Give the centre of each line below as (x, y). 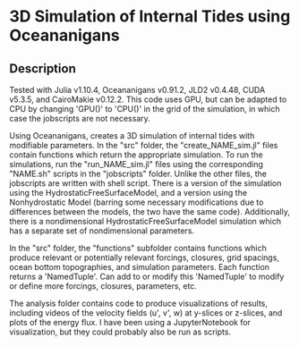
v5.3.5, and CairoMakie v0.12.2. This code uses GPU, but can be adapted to (148, 99)
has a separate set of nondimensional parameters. (102, 231)
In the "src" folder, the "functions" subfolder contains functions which (138, 248)
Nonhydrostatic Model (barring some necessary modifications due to (137, 202)
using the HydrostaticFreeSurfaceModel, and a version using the (128, 193)
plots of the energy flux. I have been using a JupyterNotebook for (130, 322)
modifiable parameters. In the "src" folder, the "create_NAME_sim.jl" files (144, 145)
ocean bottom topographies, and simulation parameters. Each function (140, 267)
